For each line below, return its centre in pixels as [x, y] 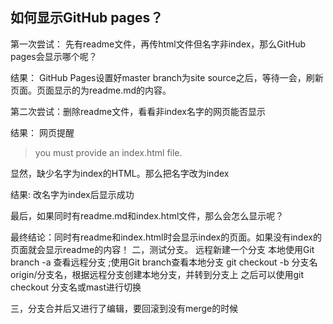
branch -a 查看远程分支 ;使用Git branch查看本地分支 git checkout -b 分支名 [164, 262]
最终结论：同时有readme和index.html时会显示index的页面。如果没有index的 [166, 237]
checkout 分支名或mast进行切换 [76, 287]
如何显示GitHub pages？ [87, 18]
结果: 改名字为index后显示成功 [72, 194]
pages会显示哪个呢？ [54, 56]
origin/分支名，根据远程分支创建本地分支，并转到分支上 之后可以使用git [157, 274]
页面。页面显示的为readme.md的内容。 [91, 90]
